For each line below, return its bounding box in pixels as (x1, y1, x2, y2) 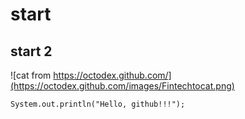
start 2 (10, 43, 53, 60)
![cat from (10, 69, 52, 81)
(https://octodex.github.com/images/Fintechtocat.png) (10, 80, 235, 92)
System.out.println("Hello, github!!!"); (10, 99, 186, 109)
